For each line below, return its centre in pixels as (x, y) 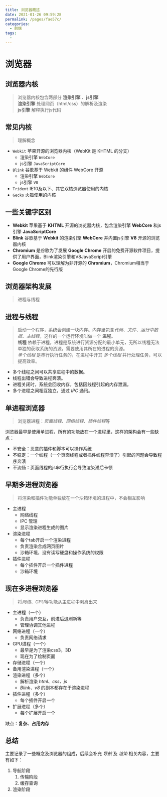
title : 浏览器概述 (23, 10)
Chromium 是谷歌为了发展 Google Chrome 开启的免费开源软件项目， (84, 250)
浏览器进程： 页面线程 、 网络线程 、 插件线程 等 (64, 421)
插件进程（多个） (30, 694)
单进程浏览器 (25, 408)
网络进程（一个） (30, 631)
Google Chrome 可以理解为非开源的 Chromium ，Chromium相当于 (81, 263)
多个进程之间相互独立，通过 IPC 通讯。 (52, 391)
